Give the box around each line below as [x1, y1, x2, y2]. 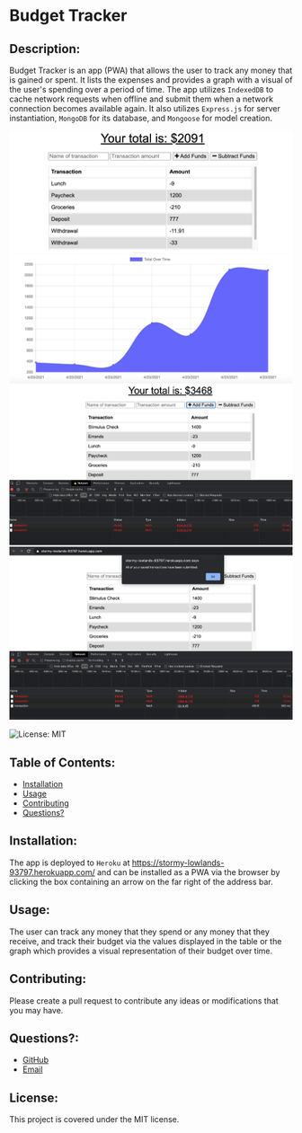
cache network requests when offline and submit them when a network [9, 93, 274, 104]
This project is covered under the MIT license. [9, 1114, 180, 1125]
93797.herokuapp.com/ [9, 866, 96, 877]
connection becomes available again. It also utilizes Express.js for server [9, 103, 280, 113]
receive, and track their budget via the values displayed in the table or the [9, 935, 282, 946]
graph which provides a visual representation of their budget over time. [9, 945, 273, 956]
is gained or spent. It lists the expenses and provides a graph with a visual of [9, 75, 293, 85]
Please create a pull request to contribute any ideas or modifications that [9, 995, 279, 1006]
